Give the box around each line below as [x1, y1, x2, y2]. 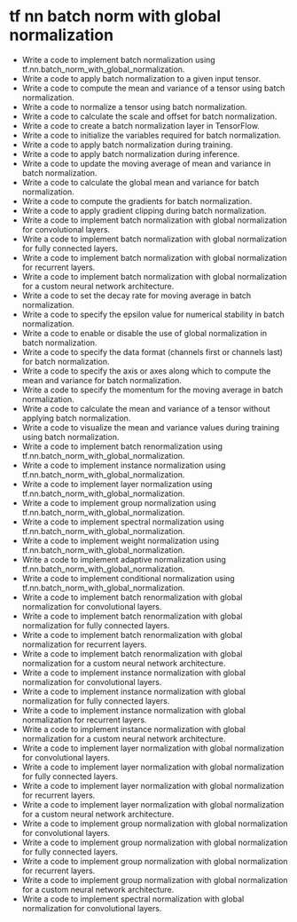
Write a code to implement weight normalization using [21, 535, 220, 546]
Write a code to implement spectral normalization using [21, 516, 224, 527]
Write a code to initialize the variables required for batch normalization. [21, 130, 282, 140]
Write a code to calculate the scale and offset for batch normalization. [21, 111, 277, 122]
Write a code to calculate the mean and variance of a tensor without [21, 403, 270, 414]
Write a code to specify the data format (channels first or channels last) [21, 346, 284, 357]
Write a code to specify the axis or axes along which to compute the [21, 366, 271, 376]
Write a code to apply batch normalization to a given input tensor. [21, 73, 262, 83]
